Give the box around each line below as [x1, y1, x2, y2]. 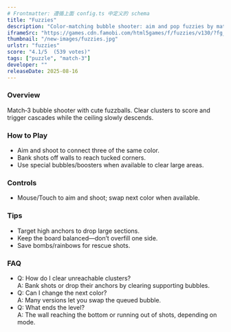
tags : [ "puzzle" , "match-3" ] [7, 55, 91, 62]
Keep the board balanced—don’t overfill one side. [16, 234, 158, 242]
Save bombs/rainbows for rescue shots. [16, 241, 131, 249]
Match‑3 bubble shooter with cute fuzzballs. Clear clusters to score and [7, 106, 211, 114]
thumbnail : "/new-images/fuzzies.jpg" [7, 36, 118, 43]
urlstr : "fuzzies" [7, 42, 60, 49]
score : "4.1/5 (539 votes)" [7, 49, 91, 56]
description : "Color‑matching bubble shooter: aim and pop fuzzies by [7, 23, 214, 30]
